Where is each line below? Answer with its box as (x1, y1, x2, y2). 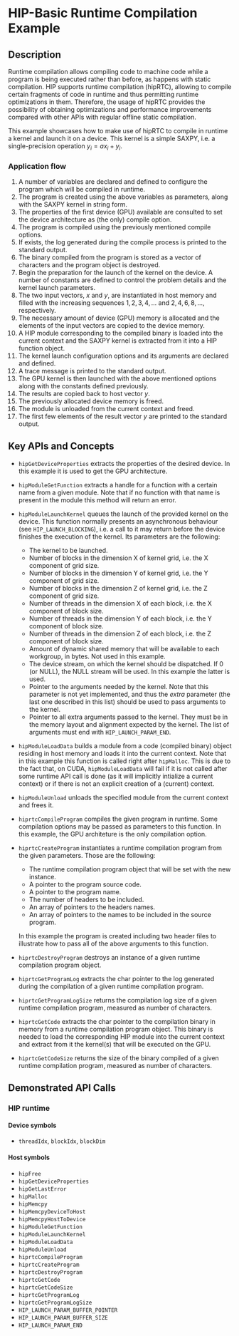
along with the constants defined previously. (18, 382, 149, 390)
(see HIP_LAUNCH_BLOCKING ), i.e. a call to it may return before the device (18, 524, 225, 533)
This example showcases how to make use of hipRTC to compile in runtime (8, 127, 228, 135)
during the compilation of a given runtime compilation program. (18, 982, 204, 990)
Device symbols (8, 1121, 57, 1129)
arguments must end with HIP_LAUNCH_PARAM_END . (28, 727, 171, 736)
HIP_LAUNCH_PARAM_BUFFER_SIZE (18, 1314, 109, 1321)
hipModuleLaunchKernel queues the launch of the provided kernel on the (18, 509, 228, 518)
